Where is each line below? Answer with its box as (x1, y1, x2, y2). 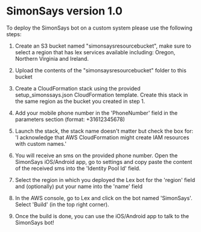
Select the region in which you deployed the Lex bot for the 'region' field (14, 176, 195, 183)
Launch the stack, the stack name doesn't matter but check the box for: (14, 127, 193, 134)
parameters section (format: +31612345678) (14, 116, 126, 123)
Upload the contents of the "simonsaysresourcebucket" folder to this (14, 66, 187, 74)
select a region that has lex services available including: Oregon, (14, 48, 176, 55)
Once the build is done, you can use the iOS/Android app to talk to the (14, 212, 189, 219)
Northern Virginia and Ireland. (14, 55, 89, 62)
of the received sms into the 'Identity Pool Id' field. (14, 165, 141, 172)
